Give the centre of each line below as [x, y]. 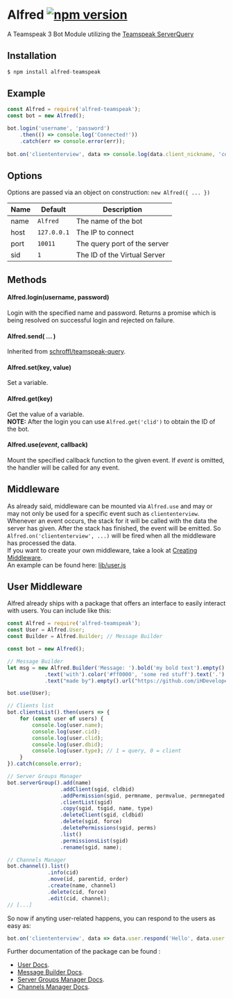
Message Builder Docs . [51, 972]
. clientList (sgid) [86, 802]
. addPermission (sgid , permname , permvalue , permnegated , [144, 795]
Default [53, 209]
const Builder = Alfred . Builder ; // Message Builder [85, 637]
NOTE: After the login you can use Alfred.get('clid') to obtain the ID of [111, 421]
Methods [27, 280]
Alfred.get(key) [30, 398]
